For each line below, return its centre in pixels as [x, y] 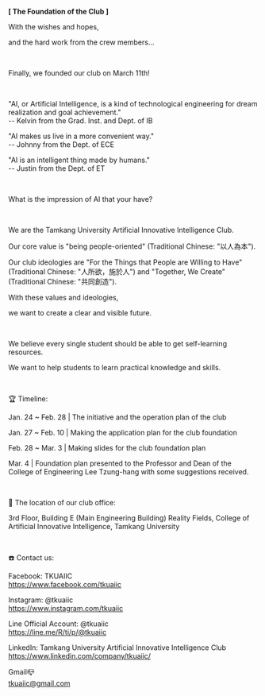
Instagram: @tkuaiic [41, 600]
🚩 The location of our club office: [62, 503]
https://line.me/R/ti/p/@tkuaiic [58, 632]
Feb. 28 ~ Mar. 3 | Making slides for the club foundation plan [107, 448]
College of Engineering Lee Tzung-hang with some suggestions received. [129, 472]
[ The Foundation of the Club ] [58, 12]
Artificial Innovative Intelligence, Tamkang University [94, 526]
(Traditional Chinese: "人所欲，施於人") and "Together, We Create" [117, 272]
